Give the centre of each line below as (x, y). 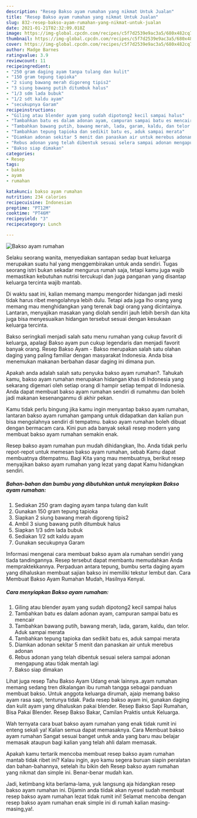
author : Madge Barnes (33, 50)
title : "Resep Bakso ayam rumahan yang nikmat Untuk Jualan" (82, 17)
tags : (13, 165)
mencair (25, 619)
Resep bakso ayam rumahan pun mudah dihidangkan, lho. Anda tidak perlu (97, 445)
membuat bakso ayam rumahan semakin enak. (62, 434)
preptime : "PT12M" (28, 208)
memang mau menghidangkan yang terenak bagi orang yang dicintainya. (94, 306)
